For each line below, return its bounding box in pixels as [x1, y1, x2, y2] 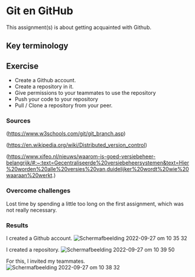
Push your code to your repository [14, 96, 99, 103]
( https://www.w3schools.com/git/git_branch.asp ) [6, 130, 126, 137]
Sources [6, 117, 31, 125]
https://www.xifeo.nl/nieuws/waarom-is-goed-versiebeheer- [8, 153, 156, 160]
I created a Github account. [6, 235, 73, 242]
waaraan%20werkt [6, 172, 53, 179]
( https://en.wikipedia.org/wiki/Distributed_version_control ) [6, 141, 148, 149]
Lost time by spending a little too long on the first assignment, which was [6, 200, 184, 207]
